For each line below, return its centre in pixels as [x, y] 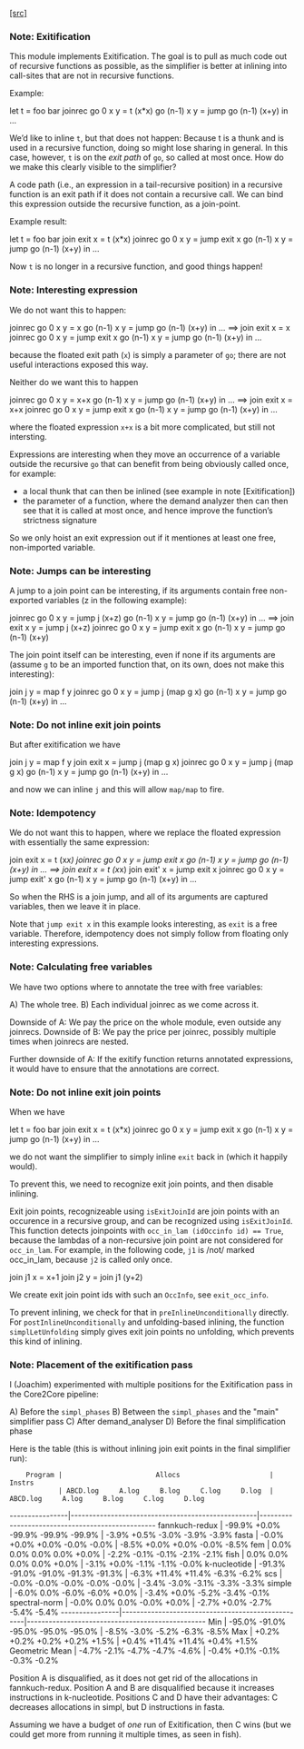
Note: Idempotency [53, 813]
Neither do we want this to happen [74, 382]
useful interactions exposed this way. [79, 364]
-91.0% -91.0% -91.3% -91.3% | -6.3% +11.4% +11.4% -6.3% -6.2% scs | [146, 1574]
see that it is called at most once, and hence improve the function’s [148, 510]
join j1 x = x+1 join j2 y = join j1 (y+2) [76, 1277]
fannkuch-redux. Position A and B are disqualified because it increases [142, 1688]
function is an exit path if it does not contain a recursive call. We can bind [147, 194]
